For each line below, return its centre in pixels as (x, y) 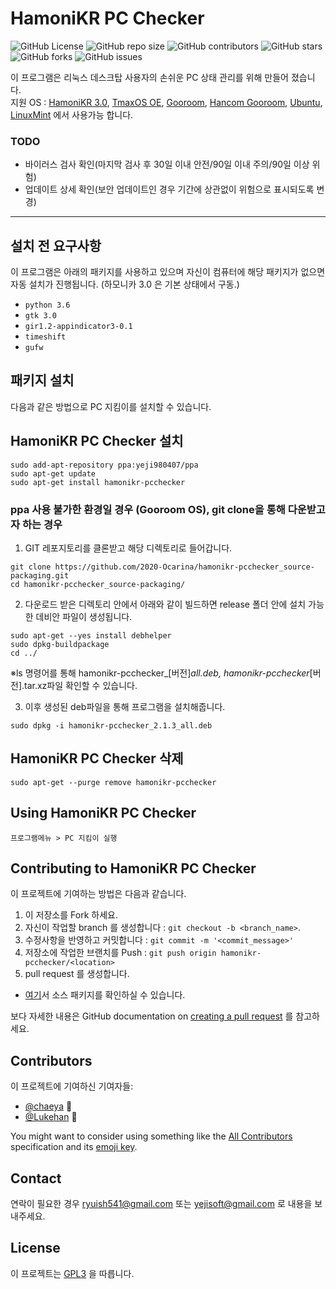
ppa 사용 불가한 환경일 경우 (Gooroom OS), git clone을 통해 (148, 509)
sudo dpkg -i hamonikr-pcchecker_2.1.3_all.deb (111, 725)
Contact (36, 1178)
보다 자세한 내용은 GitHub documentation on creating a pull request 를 (152, 1016)
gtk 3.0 (40, 316)
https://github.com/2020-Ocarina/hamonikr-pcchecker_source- (184, 567)
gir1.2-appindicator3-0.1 (78, 327)
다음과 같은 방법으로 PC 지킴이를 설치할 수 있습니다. (111, 406)
